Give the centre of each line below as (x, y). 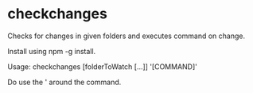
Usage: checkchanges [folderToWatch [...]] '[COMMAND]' (103, 66)
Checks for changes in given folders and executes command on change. (127, 36)
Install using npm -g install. (52, 51)
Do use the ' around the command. (64, 82)
